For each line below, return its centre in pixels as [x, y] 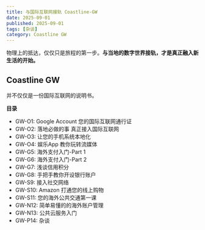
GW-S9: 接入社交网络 [42, 182]
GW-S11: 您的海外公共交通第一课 [56, 197]
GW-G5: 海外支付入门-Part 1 [50, 152]
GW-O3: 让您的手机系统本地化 [53, 136]
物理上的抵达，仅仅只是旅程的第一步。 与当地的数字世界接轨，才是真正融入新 [103, 53]
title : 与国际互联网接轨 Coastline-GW [52, 12]
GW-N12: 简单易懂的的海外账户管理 [59, 205]
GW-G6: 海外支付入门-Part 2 [51, 159]
